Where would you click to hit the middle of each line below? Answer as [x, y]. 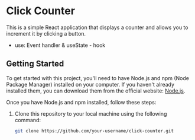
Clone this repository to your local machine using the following [91, 113]
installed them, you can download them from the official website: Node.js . [96, 91]
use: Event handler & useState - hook [60, 45]
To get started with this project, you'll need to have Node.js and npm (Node [97, 78]
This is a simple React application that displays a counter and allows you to [97, 27]
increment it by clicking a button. [46, 33]
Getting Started [35, 64]
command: [28, 120]
